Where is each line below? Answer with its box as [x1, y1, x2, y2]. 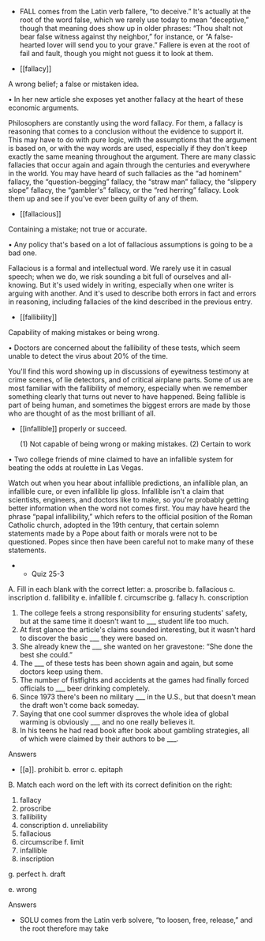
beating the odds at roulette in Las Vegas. [8, 463, 144, 472]
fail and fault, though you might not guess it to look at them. [19, 49, 214, 58]
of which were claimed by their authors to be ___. [19, 734, 179, 743]
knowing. [8, 280, 38, 289]
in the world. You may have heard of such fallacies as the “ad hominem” [8, 169, 242, 178]
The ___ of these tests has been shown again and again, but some [19, 659, 234, 668]
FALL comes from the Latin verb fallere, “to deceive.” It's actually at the [19, 7, 251, 16]
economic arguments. [8, 103, 80, 112]
